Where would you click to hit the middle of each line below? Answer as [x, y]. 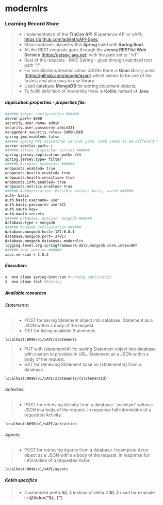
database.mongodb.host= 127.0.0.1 [40, 232]
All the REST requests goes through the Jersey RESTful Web [85, 50]
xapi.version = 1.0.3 [27, 254]
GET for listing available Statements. [60, 330]
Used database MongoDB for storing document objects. [80, 86]
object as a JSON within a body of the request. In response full [87, 455]
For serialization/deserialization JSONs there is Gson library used [90, 71]
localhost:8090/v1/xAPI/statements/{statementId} [56, 378]
